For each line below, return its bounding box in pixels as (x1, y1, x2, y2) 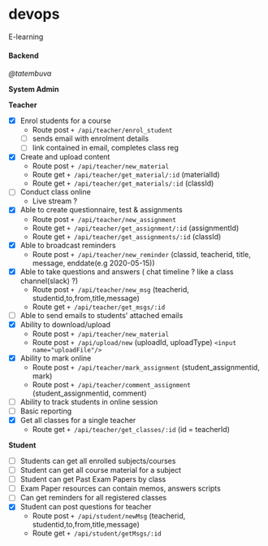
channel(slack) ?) (19, 276, 79, 286)
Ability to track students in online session (19, 396, 158, 407)
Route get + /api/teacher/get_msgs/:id (32, 302, 166, 312)
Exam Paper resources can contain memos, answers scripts (19, 483, 221, 493)
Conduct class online (19, 187, 91, 197)
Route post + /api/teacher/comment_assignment (32, 379, 191, 389)
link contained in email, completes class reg (32, 143, 179, 153)
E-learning (8, 32, 44, 41)
